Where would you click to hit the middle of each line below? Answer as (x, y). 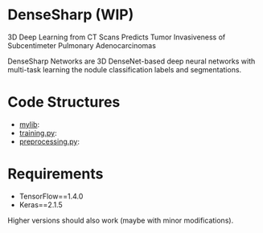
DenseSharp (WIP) (71, 15)
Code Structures (64, 102)
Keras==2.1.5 (41, 204)
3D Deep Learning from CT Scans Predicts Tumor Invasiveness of (117, 37)
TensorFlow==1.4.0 (51, 196)
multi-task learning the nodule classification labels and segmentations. (125, 69)
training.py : (38, 133)
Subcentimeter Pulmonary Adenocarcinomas (82, 45)
